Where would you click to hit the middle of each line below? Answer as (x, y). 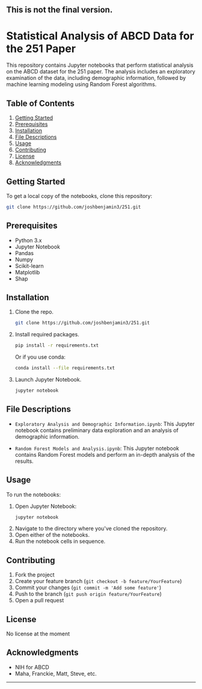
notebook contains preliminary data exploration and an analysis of (97, 430)
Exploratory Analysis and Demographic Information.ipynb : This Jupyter (105, 424)
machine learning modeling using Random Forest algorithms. (81, 84)
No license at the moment (38, 634)
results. (24, 461)
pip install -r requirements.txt (57, 345)
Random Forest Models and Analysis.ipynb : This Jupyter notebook (97, 448)
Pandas (24, 253)
